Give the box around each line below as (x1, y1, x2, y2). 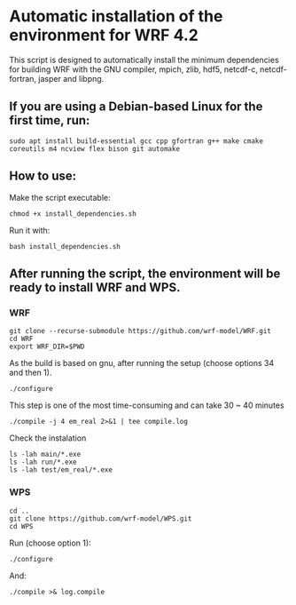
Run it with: (9, 225, 51, 235)
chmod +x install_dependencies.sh (9, 209, 137, 219)
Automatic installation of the (9, 6, 223, 27)
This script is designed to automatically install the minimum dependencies (9, 54, 279, 65)
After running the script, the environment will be (9, 266, 281, 281)
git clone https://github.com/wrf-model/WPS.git (9, 513, 192, 523)
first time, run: (9, 113, 90, 128)
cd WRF (9, 335, 34, 344)
